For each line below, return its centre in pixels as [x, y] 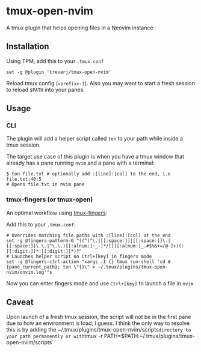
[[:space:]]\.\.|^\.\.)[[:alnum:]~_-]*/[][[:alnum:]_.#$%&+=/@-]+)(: [95, 246]
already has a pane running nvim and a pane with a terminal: [81, 163]
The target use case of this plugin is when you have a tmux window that [95, 157]
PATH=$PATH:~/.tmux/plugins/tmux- [150, 336]
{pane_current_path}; [33, 267]
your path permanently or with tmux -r [55, 336]
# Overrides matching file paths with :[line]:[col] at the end [88, 235]
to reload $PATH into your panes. [46, 90]
